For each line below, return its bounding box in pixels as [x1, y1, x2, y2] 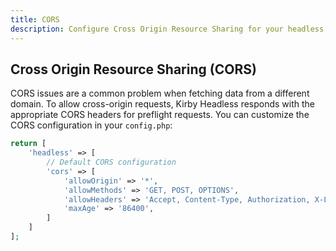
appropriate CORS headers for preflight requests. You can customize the [10, 109, 310, 121]
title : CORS [10, 14, 60, 25]
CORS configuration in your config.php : [10, 119, 173, 131]
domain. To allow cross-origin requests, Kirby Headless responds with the [10, 98, 316, 110]
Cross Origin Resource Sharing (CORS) [10, 61, 257, 78]
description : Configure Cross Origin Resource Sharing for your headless [10, 24, 325, 34]
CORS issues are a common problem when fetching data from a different [10, 87, 310, 100]
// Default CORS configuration [46, 157, 177, 168]
